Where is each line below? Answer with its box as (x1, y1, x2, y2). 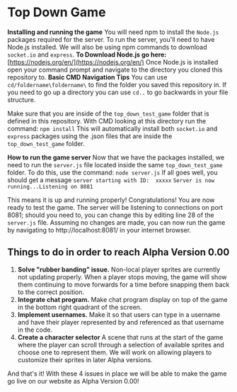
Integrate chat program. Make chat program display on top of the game (17, 295, 228, 303)
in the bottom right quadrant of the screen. (17, 303, 142, 311)
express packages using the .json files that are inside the (7, 132, 173, 140)
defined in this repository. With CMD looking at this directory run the (7, 116, 207, 125)
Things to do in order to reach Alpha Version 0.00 (7, 246, 230, 259)
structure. (7, 95, 36, 103)
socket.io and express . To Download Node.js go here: (7, 50, 167, 59)
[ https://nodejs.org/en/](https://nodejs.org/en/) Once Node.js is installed (7, 57, 219, 66)
